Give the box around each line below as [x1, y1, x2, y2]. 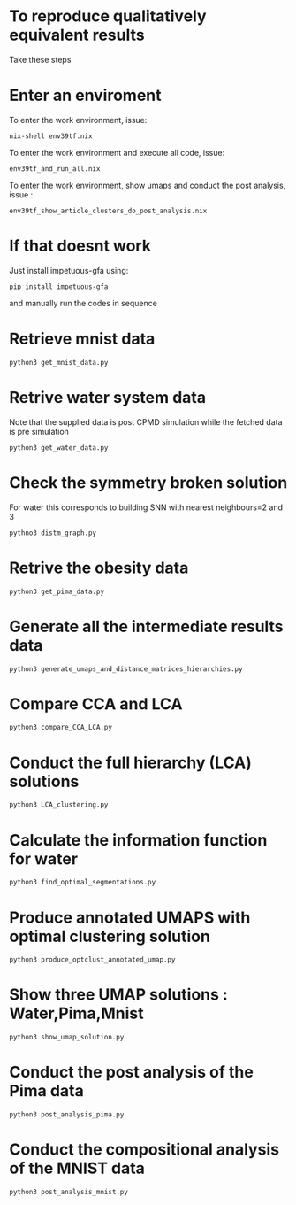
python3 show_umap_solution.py [9, 1033, 125, 1042]
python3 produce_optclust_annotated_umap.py [9, 955, 176, 964]
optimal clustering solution [9, 926, 210, 946]
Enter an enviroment [9, 86, 162, 105]
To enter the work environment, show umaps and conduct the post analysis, [9, 180, 286, 190]
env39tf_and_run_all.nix [9, 164, 101, 174]
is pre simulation [9, 426, 69, 436]
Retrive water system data [9, 387, 206, 407]
